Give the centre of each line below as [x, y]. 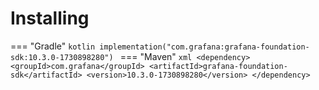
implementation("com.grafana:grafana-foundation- [204, 47]
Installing [50, 18]
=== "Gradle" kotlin [53, 46]
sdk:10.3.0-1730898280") [62, 57]
